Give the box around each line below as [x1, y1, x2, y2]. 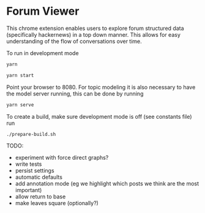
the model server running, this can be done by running [6, 90, 144, 97]
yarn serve [6, 102, 34, 108]
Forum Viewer [6, 4, 80, 18]
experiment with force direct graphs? [15, 154, 109, 162]
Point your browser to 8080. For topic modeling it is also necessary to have [6, 83, 196, 91]
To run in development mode [6, 49, 79, 56]
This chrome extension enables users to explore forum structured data [6, 24, 185, 32]
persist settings [15, 167, 54, 174]
